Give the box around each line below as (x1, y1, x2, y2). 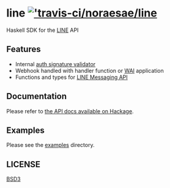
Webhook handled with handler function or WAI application (15, 67, 164, 74)
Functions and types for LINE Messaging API (15, 73, 128, 81)
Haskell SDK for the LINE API (6, 26, 79, 34)
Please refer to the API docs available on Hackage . (6, 107, 134, 115)
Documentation (6, 91, 67, 102)
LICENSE (6, 159, 41, 170)
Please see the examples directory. (6, 141, 95, 149)
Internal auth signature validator (15, 60, 96, 67)
